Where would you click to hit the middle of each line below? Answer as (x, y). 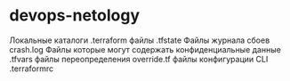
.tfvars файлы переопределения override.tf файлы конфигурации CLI (139, 59)
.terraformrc (32, 69)
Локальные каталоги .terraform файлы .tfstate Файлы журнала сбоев (140, 40)
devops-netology (75, 16)
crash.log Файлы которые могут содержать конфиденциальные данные (145, 49)
